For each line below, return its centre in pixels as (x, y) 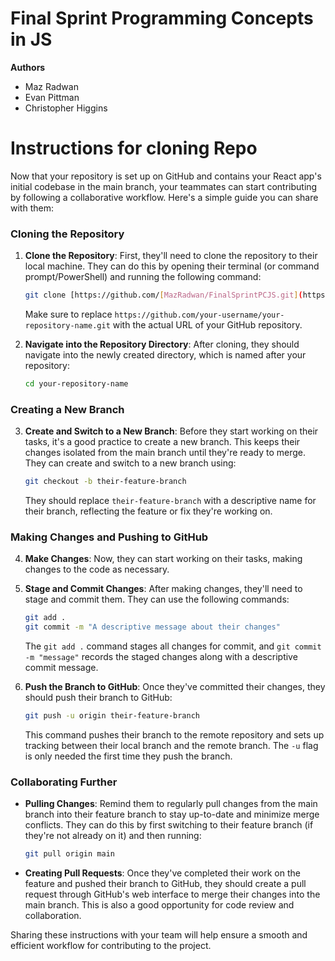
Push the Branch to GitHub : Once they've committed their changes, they (175, 687)
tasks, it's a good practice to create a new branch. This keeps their (162, 442)
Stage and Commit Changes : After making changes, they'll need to (163, 589)
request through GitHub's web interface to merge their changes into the (172, 894)
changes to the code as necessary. (97, 569)
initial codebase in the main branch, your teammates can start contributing (164, 186)
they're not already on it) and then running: (113, 836)
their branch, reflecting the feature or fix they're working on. (148, 511)
